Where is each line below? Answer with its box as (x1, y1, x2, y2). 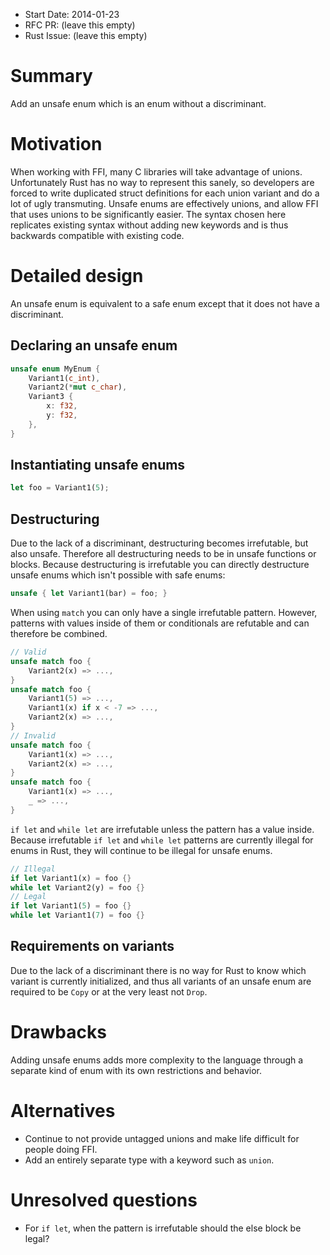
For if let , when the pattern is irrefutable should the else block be (24, 1222, 302, 1234)
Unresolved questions (10, 1189, 198, 1211)
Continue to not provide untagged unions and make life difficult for (24, 1132, 300, 1144)
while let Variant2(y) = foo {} (10, 882, 145, 893)
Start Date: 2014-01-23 (24, 9, 120, 20)
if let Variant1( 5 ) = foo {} (10, 901, 132, 911)
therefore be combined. (10, 628, 108, 639)
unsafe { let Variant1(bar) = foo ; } (10, 589, 168, 599)
